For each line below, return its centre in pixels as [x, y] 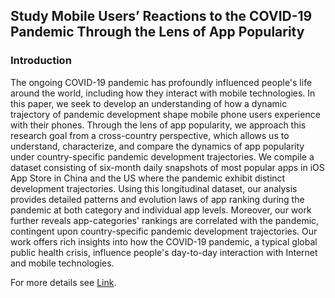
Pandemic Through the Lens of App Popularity [157, 32]
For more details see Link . [63, 282]
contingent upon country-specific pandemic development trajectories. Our [164, 231]
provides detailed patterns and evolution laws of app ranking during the [157, 199]
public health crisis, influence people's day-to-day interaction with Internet [164, 252]
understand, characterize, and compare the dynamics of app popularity [157, 146]
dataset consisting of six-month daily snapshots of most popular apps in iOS [167, 167]
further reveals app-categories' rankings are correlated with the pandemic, [165, 220]
